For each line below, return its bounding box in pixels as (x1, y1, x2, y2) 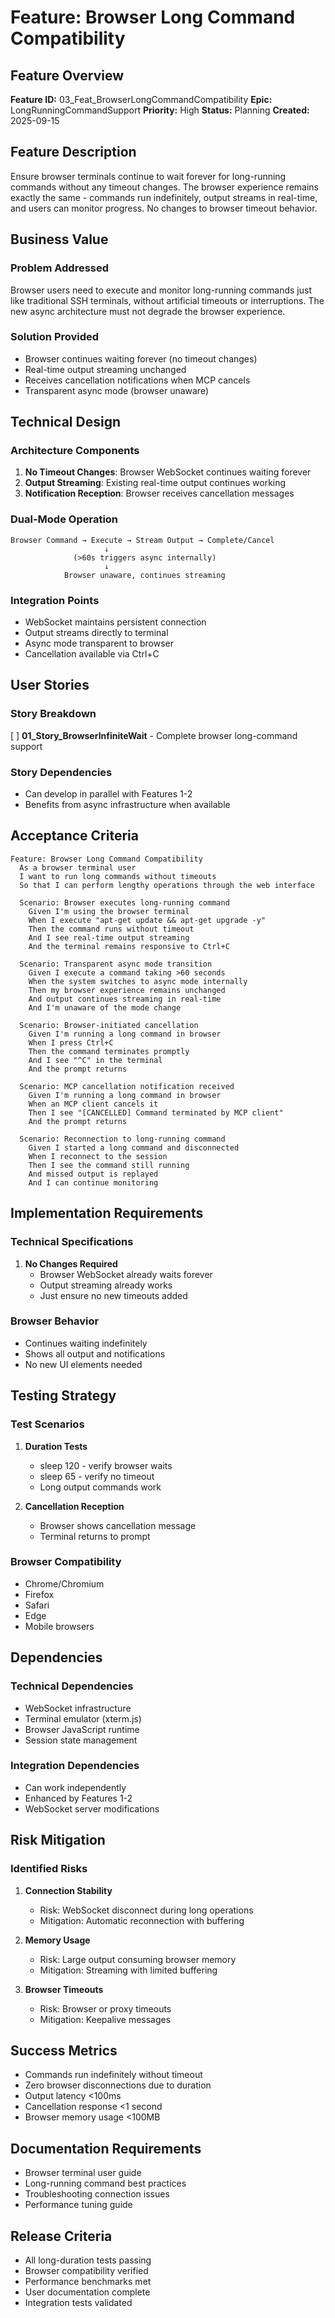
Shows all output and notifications (24, 1347, 166, 1360)
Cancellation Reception (24, 1500, 125, 1512)
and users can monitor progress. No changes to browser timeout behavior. (10, 202, 318, 214)
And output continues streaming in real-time (28, 994, 222, 1004)
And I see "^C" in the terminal (28, 1055, 163, 1065)
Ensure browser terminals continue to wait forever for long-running (10, 170, 287, 182)
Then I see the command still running (28, 1160, 190, 1170)
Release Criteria (10, 2227, 113, 2245)
